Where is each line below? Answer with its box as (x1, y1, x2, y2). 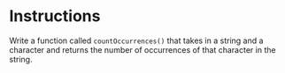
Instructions (9, 6, 101, 26)
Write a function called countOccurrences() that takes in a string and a (9, 35, 264, 46)
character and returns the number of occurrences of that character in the (9, 44, 276, 55)
